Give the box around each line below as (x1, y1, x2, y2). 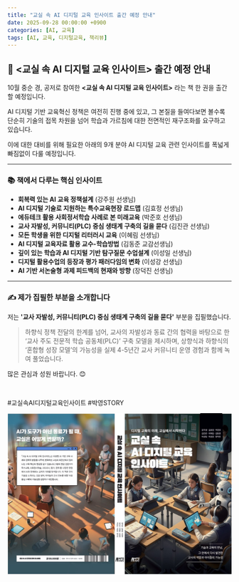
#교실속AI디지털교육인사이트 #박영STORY (7, 398, 124, 407)
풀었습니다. (32, 354, 64, 363)
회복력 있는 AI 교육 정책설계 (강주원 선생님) (17, 195, 137, 204)
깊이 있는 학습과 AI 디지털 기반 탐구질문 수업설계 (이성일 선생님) (17, 249, 192, 257)
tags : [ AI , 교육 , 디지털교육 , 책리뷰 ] (7, 34, 108, 41)
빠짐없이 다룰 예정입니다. (7, 150, 76, 158)
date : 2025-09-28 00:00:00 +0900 (7, 19, 107, 26)
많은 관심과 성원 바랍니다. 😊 (7, 369, 87, 378)
